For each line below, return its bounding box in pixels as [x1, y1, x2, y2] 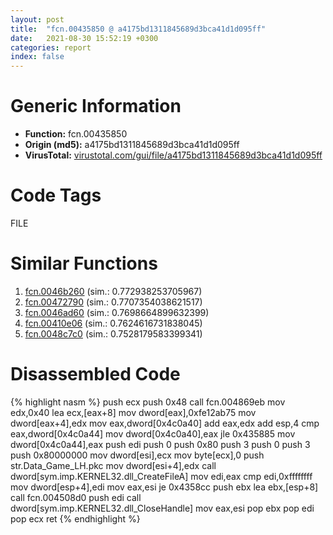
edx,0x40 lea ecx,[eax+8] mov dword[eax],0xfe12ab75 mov [10, 406, 257, 418]
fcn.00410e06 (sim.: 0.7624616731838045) [24, 317, 203, 329]
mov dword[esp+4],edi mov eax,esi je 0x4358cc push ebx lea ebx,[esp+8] [10, 481, 319, 493]
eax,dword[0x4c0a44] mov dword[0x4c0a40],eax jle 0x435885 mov [10, 427, 296, 440]
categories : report [10, 42, 92, 53]
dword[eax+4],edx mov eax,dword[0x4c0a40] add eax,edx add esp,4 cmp [10, 417, 320, 429]
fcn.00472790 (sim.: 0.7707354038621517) [24, 296, 203, 308]
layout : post [10, 14, 65, 25]
